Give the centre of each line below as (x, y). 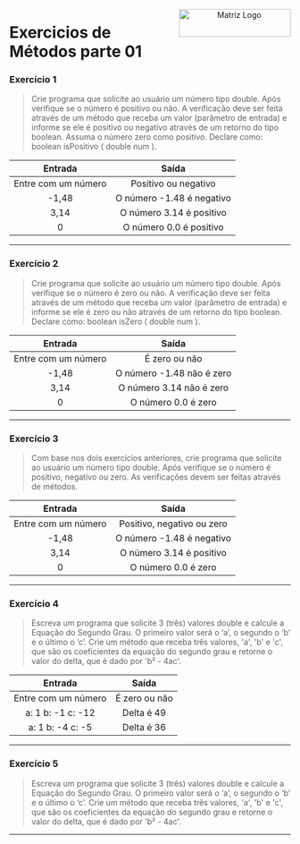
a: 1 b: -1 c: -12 (60, 713)
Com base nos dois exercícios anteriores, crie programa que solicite (156, 458)
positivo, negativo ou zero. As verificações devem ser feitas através (156, 477)
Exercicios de (60, 33)
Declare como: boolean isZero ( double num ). (116, 321)
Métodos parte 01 (76, 51)
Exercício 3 (34, 439)
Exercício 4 (34, 604)
